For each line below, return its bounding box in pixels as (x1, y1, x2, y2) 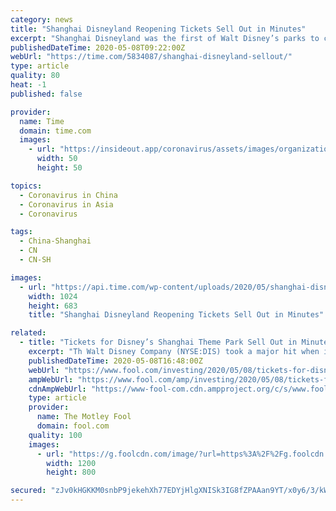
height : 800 (46, 467, 97, 478)
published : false (10, 89, 83, 99)
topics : (10, 181, 43, 191)
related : (10, 328, 47, 338)
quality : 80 (10, 71, 60, 81)
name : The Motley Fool (36, 412, 132, 422)
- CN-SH (19, 255, 52, 265)
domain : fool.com (36, 421, 110, 431)
